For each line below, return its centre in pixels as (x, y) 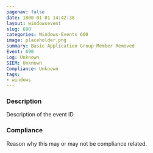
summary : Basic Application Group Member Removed (71, 46)
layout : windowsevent (34, 23)
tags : (13, 74)
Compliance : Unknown (33, 69)
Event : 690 (20, 52)
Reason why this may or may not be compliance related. (77, 143)
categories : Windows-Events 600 (47, 35)
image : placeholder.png (37, 40)
